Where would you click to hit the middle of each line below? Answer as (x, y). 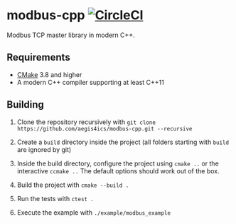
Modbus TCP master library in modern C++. (71, 35)
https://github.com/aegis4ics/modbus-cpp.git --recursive (104, 128)
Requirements (38, 57)
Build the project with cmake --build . (73, 185)
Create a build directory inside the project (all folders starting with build (123, 142)
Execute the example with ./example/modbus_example (94, 212)
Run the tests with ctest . (55, 198)
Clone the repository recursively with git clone (86, 122)
